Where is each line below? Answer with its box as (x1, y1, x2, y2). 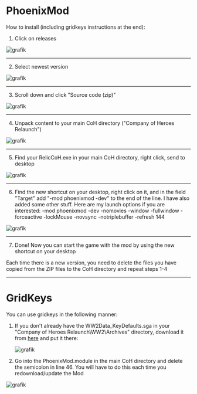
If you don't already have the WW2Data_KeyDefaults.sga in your (14, 322, 170, 329)
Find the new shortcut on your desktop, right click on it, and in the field (14, 188, 186, 195)
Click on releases (14, 35, 57, 42)
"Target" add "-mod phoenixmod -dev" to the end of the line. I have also (14, 195, 189, 202)
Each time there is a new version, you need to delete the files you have (6, 259, 177, 266)
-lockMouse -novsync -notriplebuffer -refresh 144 (43, 213, 165, 220)
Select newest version (14, 63, 69, 70)
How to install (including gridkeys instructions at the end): (6, 23, 145, 30)
